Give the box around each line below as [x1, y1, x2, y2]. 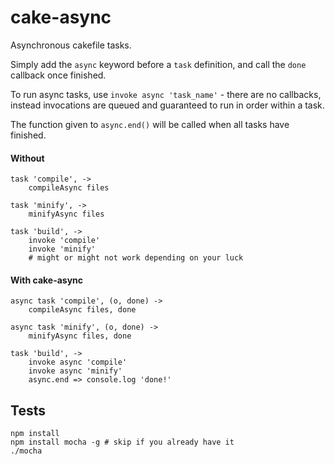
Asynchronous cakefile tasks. [10, 39, 132, 51]
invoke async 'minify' [28, 366, 123, 376]
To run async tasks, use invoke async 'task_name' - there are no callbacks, [10, 88, 322, 100]
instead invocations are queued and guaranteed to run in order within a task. [10, 99, 325, 111]
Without [10, 152, 45, 164]
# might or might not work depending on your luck [28, 253, 244, 263]
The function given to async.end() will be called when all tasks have [10, 118, 290, 130]
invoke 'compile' [28, 236, 101, 246]
